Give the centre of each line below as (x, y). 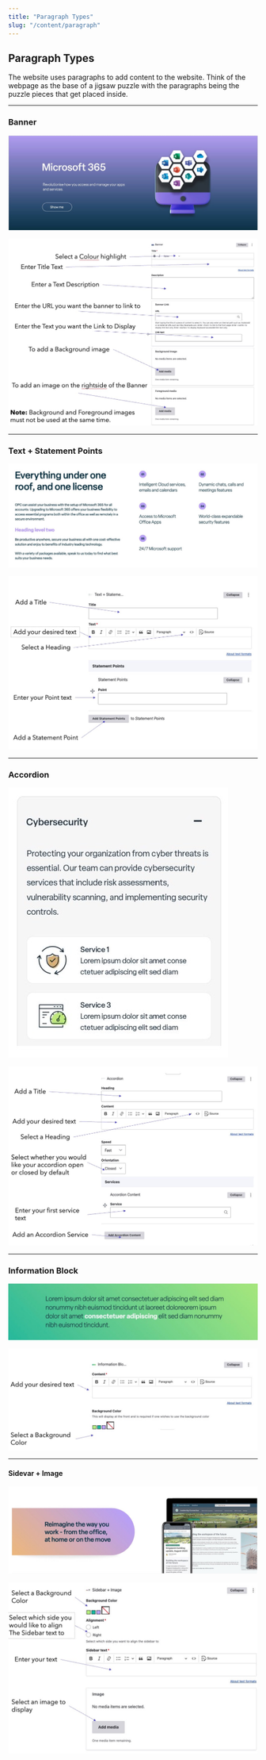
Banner (23, 122)
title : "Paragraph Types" (51, 17)
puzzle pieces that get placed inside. (68, 94)
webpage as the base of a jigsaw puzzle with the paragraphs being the (124, 86)
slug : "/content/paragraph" (55, 25)
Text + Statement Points (55, 451)
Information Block (44, 1270)
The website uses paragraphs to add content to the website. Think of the (127, 77)
